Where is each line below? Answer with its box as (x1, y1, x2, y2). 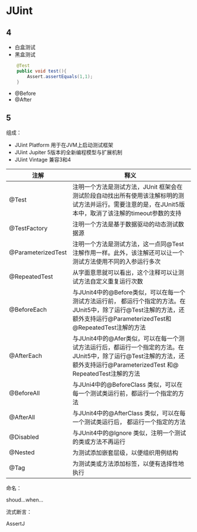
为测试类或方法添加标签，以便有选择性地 (72, 460, 185, 468)
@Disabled (9, 433, 39, 441)
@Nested (9, 448, 35, 456)
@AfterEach (9, 352, 42, 360)
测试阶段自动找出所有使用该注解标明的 (72, 192, 179, 200)
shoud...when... (6, 496, 44, 503)
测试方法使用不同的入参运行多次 (72, 258, 161, 266)
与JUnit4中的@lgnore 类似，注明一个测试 (72, 429, 186, 437)
